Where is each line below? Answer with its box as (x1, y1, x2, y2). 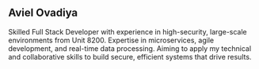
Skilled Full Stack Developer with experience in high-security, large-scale (8, 27, 247, 36)
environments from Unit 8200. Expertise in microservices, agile (8, 35, 215, 45)
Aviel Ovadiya (8, 6, 78, 20)
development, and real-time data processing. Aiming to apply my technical (8, 43, 252, 53)
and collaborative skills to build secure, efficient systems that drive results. (8, 52, 252, 61)
